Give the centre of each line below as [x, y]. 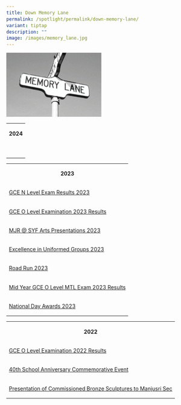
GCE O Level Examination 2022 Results [58, 351]
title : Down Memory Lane [37, 13]
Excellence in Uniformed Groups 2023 [56, 250]
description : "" [27, 32]
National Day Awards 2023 [42, 306]
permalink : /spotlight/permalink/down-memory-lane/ [72, 19]
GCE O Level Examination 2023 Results [58, 212]
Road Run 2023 [28, 268]
